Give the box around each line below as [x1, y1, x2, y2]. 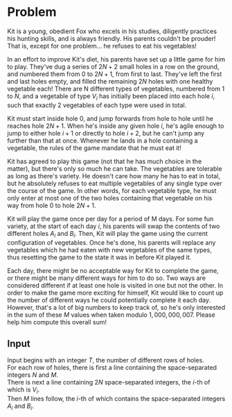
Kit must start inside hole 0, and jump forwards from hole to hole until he [7, 114, 213, 122]
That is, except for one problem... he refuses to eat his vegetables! [7, 41, 197, 50]
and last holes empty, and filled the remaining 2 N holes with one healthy [7, 77, 213, 85]
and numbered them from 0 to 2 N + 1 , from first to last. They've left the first [7, 70, 222, 78]
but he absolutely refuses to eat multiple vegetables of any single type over [7, 179, 223, 187]
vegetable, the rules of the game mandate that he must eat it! [7, 143, 181, 152]
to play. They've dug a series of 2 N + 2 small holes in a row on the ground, [7, 62, 220, 71]
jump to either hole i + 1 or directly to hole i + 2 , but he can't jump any [7, 129, 205, 137]
